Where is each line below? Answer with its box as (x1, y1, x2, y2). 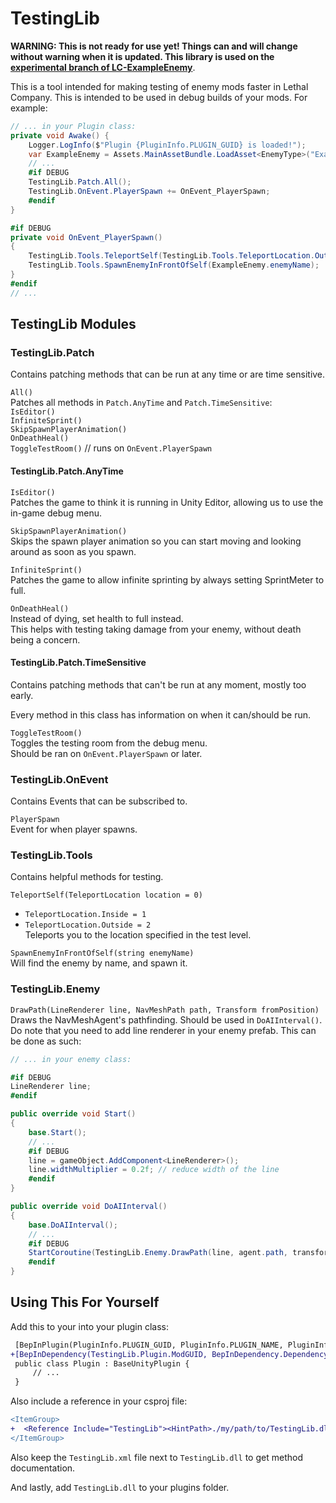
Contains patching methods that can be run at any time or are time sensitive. (10, 368, 326, 381)
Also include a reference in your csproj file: (10, 1395, 188, 1407)
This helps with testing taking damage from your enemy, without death (10, 623, 302, 635)
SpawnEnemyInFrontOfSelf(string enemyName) (10, 948, 195, 959)
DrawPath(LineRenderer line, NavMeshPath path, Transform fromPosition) (10, 1005, 320, 1015)
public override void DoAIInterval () (10, 1202, 168, 1212)
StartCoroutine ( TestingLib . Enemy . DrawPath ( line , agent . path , (28, 1248, 288, 1258)
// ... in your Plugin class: (10, 121, 137, 131)
